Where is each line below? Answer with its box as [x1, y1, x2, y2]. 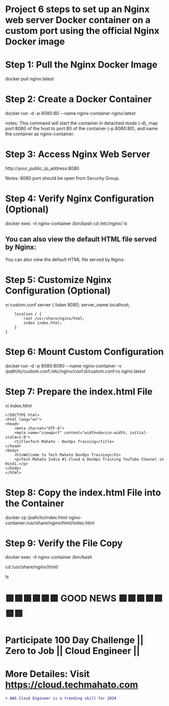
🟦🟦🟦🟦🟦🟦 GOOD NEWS [5, 593, 117, 604]
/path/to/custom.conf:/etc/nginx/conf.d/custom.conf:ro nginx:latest [5, 368, 146, 374]
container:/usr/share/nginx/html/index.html [5, 520, 95, 526]
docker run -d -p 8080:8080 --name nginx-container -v [5, 363, 122, 369]
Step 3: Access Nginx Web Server [5, 148, 150, 160]
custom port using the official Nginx [5, 25, 160, 36]
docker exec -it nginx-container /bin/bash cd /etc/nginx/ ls [5, 220, 128, 226]
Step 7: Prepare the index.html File [5, 386, 153, 397]
